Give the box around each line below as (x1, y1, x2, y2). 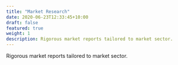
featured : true (6, 25, 44, 31)
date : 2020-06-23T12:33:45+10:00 (6, 14, 89, 20)
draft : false (6, 19, 38, 25)
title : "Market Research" (6, 8, 70, 15)
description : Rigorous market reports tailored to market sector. (6, 36, 173, 42)
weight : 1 (6, 31, 31, 37)
